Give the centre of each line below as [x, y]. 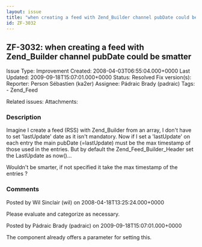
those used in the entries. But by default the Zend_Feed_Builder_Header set [100, 149]
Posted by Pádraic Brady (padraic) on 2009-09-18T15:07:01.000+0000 [94, 225]
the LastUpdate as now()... [39, 156]
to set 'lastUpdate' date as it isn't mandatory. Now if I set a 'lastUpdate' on [98, 137]
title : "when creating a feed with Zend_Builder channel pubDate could [98, 17]
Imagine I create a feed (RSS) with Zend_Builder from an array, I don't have [99, 130]
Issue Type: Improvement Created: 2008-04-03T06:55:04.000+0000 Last [98, 71]
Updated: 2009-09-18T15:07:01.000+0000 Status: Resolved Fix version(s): [99, 77]
